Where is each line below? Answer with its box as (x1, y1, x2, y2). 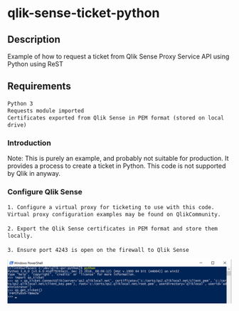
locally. (7, 233, 33, 240)
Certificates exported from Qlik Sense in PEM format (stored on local (7, 114, 224, 122)
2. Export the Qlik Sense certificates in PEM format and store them (7, 226, 218, 233)
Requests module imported (7, 107, 84, 115)
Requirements (7, 80, 71, 93)
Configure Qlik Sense (7, 187, 83, 197)
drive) (7, 121, 27, 129)
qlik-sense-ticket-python (7, 5, 160, 21)
